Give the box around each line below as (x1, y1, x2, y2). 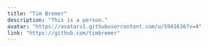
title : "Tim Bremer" (7, 10, 68, 17)
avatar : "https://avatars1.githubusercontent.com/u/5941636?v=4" (7, 23, 202, 30)
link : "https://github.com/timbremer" (7, 29, 120, 37)
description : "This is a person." (7, 17, 109, 23)
